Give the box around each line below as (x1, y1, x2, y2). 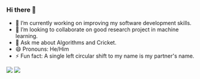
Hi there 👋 (6, 6, 37, 14)
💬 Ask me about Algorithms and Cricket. (15, 39, 117, 47)
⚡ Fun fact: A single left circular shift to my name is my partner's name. (15, 52, 194, 60)
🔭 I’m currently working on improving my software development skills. (15, 20, 192, 27)
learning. (15, 32, 38, 40)
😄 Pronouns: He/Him (15, 45, 69, 53)
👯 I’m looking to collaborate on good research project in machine (15, 26, 179, 33)
